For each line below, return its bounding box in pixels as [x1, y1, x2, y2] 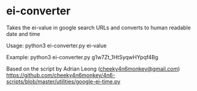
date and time [6, 30, 41, 37]
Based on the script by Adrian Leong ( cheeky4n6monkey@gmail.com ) [6, 65, 180, 72]
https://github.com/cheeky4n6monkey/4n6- [6, 71, 115, 78]
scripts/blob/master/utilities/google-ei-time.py [6, 78, 121, 85]
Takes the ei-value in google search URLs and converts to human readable [6, 24, 191, 31]
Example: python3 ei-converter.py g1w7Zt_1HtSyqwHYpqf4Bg [6, 53, 159, 60]
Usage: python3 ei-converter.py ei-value [6, 42, 107, 49]
